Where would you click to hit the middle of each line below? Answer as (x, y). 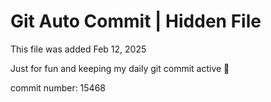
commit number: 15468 (58, 87)
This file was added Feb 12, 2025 (78, 49)
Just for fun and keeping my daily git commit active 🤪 (120, 68)
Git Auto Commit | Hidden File (136, 21)
